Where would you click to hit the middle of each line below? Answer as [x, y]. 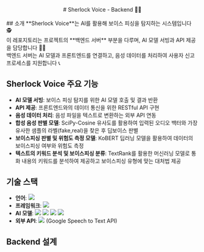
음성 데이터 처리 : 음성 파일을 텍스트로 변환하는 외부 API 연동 [86, 115]
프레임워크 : [28, 205]
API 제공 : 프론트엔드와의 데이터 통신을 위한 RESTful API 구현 [87, 107]
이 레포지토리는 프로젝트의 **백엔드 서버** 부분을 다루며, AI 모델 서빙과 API [95, 40]
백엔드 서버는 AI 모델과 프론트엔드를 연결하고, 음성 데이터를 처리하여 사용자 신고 [100, 55]
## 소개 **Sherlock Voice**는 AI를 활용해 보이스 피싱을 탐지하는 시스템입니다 [99, 23]
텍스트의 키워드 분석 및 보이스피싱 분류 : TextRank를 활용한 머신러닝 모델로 [102, 153]
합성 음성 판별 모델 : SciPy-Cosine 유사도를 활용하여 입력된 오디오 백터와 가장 [106, 123]
